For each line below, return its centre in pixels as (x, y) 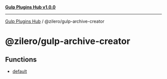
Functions (21, 59)
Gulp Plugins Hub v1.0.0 (30, 7)
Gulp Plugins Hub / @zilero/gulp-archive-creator (55, 21)
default (20, 71)
